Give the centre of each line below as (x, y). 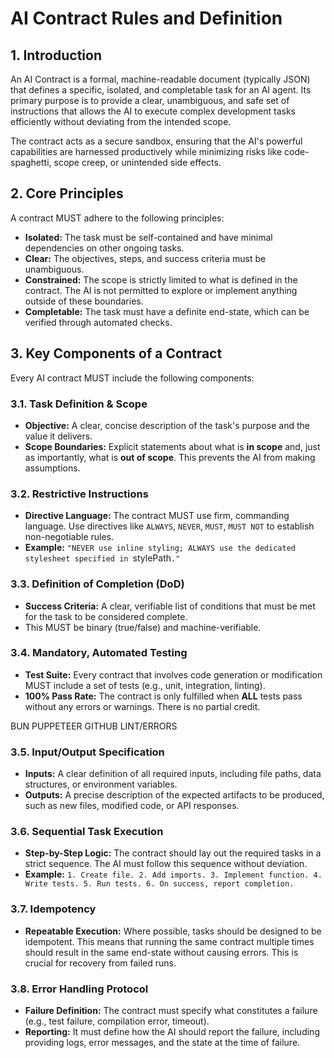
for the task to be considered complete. (106, 616)
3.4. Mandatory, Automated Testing (99, 653)
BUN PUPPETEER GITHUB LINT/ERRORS (94, 726)
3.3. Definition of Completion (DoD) (97, 584)
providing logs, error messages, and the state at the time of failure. (162, 1042)
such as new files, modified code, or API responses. (132, 806)
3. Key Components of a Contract (116, 353)
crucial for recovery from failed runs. (100, 963)
